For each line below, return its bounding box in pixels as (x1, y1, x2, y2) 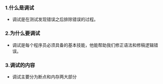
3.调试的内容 (5, 61, 35, 68)
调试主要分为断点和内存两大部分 (12, 74, 77, 80)
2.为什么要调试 (5, 30, 40, 37)
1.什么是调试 (5, 4, 34, 11)
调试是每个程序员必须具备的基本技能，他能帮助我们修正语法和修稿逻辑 (12, 42, 154, 48)
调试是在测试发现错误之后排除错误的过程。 (12, 16, 98, 23)
